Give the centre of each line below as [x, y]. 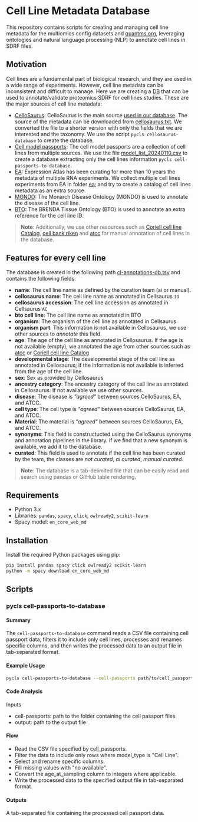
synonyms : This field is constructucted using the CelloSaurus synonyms [103, 434]
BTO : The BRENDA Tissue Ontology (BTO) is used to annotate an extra [100, 209]
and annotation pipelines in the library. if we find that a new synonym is [101, 440]
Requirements [32, 495]
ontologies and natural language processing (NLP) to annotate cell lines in [96, 40]
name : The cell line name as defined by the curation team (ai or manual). [103, 290]
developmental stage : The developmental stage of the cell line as [95, 359]
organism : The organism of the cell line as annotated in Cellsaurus [95, 321]
